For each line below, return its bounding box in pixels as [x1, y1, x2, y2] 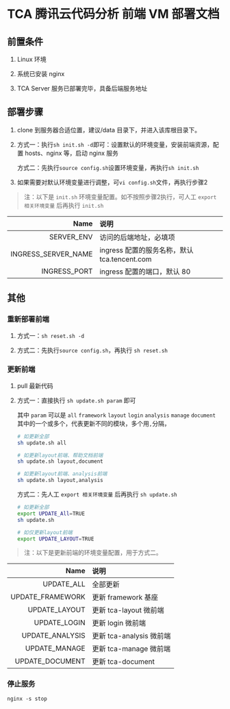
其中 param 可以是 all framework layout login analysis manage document [16, 411, 216, 419]
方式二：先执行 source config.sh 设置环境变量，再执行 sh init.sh [16, 163, 199, 171]
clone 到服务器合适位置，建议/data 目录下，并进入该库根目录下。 [16, 125, 201, 134]
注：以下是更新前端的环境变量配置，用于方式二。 [23, 549, 162, 557]
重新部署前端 [7, 315, 50, 324]
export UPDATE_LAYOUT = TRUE [16, 536, 94, 542]
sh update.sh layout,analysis [16, 477, 104, 484]
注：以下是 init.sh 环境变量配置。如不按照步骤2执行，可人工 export [23, 193, 217, 201]
